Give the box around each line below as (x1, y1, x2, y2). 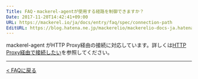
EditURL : (6, 25, 28, 31)
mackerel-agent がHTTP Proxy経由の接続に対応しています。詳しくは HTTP (6, 42, 187, 49)
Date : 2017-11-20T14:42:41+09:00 (6, 14, 88, 20)
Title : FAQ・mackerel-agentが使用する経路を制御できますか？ (6, 8, 144, 15)
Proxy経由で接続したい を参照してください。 (6, 49, 113, 56)
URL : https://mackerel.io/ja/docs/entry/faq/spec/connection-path (6, 19, 173, 25)
